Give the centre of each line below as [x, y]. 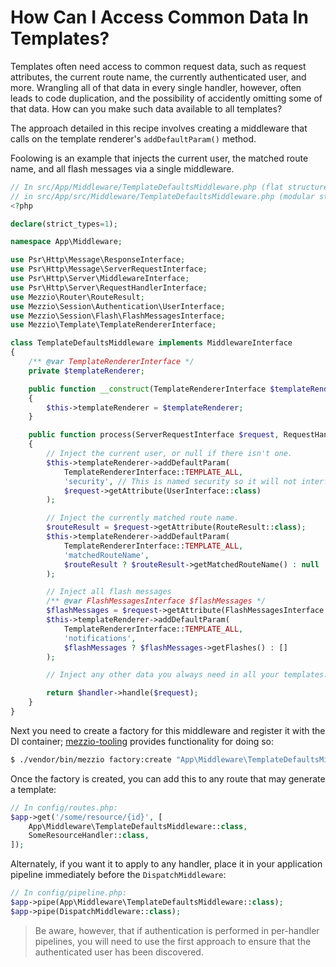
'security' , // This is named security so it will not [180, 481]
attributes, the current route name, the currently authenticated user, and [158, 77]
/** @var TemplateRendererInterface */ [111, 362]
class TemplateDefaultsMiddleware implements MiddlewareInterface [151, 343]
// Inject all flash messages [109, 592]
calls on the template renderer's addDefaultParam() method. [133, 138]
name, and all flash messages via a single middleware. [122, 168]
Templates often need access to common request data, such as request [158, 66]
